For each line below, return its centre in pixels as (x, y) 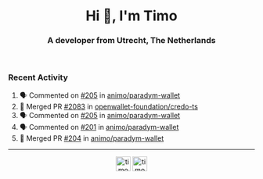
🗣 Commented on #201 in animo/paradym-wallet (99, 127)
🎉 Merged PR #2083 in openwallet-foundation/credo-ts (108, 106)
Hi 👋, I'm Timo (131, 16)
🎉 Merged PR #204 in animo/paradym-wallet (92, 138)
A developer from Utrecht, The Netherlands (131, 41)
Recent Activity (38, 77)
